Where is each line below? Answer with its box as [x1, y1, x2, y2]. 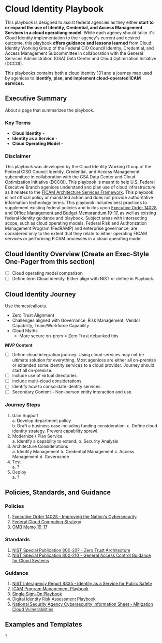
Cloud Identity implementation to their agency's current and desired [5, 35, 140, 41]
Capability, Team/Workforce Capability [12, 323, 89, 329]
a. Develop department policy [12, 418, 71, 423]
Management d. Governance [12, 454, 69, 459]
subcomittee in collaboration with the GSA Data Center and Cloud [5, 174, 135, 180]
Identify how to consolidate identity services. [12, 384, 102, 390]
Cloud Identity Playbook [5, 3, 104, 15]
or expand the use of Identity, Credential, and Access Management [5, 24, 143, 30]
